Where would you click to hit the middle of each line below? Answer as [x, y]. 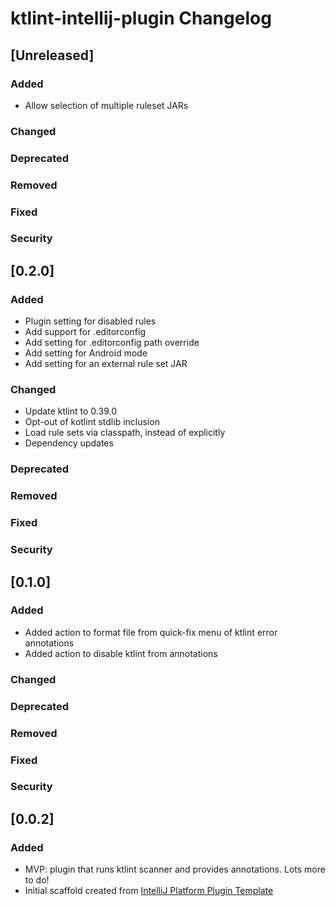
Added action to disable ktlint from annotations [121, 653]
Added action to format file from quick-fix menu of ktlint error [151, 632]
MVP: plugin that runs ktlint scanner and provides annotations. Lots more [175, 869]
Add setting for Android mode [86, 353]
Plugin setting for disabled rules [90, 321]
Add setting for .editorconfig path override [112, 343]
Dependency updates [69, 443]
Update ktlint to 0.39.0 [70, 411]
